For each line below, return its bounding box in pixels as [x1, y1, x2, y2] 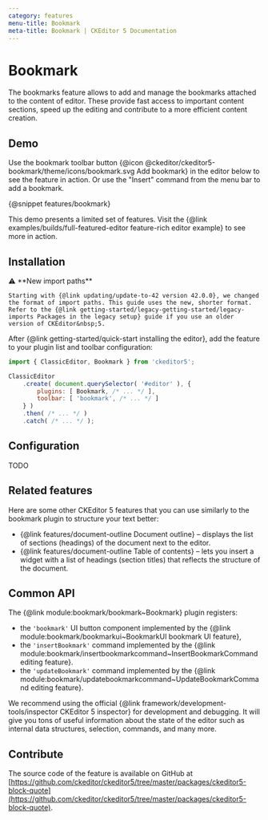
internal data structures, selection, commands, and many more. [8, 724, 218, 734]
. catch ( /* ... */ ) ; [22, 417, 94, 425]
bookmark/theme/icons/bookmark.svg [8, 166, 135, 177]
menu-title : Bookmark [8, 19, 81, 27]
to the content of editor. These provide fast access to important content [8, 96, 245, 106]
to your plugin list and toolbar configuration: [8, 342, 154, 351]
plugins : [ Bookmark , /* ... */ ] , [37, 387, 156, 396]
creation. [8, 113, 38, 123]
